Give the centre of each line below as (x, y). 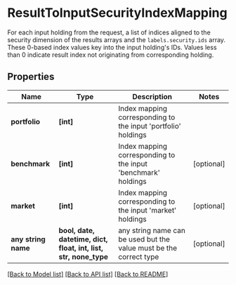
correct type (139, 256)
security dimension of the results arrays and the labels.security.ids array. (117, 39)
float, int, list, (81, 248)
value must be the (148, 248)
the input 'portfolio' (150, 126)
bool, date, (77, 230)
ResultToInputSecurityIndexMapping (117, 13)
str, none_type (84, 256)
